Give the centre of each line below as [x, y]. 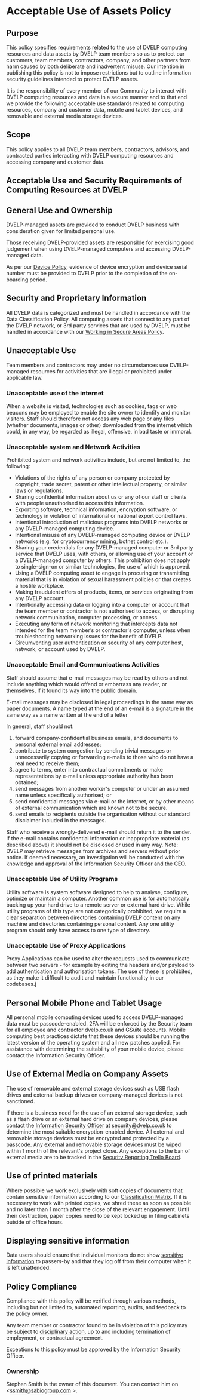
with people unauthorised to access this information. [79, 503]
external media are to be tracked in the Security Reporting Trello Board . [94, 1157]
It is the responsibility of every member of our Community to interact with [96, 90]
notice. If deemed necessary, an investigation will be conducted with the [95, 857]
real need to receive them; [47, 763]
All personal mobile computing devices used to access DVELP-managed [95, 1017]
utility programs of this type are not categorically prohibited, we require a [96, 911]
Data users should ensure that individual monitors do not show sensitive [95, 1255]
